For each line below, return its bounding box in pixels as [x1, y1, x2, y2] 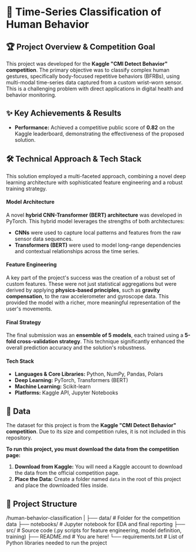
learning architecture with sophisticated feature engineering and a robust [6, 179, 183, 186]
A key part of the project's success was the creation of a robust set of [6, 274, 175, 281]
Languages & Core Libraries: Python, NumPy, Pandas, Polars [14, 370, 163, 377]
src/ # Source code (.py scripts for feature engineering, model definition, [6, 527, 182, 534]
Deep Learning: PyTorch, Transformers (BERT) [14, 377, 129, 384]
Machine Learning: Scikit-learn [14, 383, 91, 390]
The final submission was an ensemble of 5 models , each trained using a [6, 332, 184, 339]
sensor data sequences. [14, 235, 73, 242]
